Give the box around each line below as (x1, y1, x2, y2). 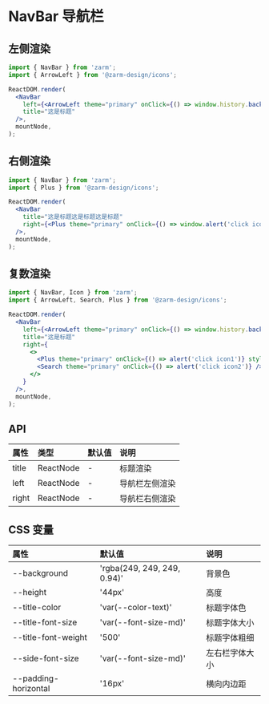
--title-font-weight (12, 632, 88, 643)
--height (12, 587, 46, 598)
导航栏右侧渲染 (119, 493, 176, 504)
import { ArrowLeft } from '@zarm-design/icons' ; (8, 71, 178, 79)
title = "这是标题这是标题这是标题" (22, 213, 123, 221)
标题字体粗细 (206, 633, 255, 644)
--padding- (12, 673, 59, 684)
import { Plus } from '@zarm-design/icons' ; (8, 184, 159, 192)
